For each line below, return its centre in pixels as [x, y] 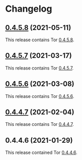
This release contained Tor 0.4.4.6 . [41, 152]
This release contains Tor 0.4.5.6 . [40, 96]
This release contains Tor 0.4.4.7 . [39, 124]
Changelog [29, 9]
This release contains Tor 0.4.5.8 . [40, 40]
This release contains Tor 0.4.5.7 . [39, 68]
